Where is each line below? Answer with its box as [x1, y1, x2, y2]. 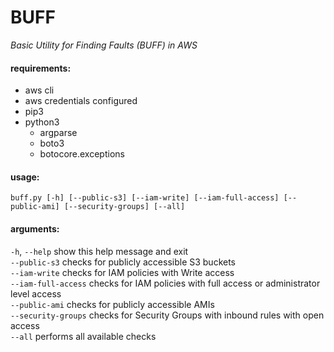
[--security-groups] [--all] [63, 202, 186, 212]
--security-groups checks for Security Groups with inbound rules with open [10, 309, 325, 321]
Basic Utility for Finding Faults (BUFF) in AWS [10, 39, 198, 51]
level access [10, 287, 62, 300]
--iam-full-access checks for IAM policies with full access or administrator [10, 277, 321, 289]
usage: [10, 171, 40, 183]
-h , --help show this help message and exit [10, 245, 189, 257]
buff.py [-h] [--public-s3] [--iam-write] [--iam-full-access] [10, 193, 280, 203]
